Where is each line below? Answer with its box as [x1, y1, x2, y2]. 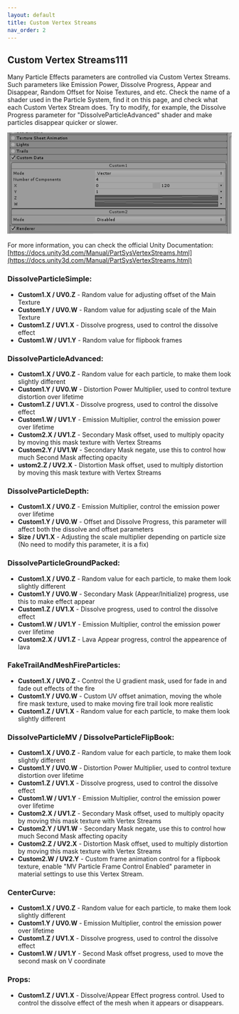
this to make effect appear [17, 597, 95, 606]
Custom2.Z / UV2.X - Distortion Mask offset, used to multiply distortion [17, 839, 228, 848]
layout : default [7, 11, 55, 19]
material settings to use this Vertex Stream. [17, 870, 144, 878]
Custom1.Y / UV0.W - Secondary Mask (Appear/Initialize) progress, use [17, 589, 229, 598]
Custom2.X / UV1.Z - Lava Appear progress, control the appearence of [17, 635, 228, 644]
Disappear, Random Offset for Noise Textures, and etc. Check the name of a [7, 88, 230, 96]
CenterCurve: [7, 888, 56, 898]
